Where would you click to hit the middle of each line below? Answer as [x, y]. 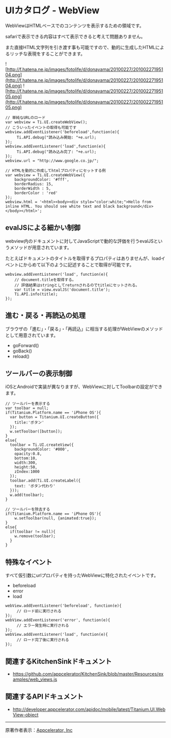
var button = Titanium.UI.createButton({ [54, 417]
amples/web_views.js [35, 679]
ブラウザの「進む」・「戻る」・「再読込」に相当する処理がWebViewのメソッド [84, 329]
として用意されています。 [32, 335]
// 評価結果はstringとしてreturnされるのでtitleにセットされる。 [77, 285]
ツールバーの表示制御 [39, 373]
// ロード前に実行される [39, 611]
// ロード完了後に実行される [43, 640]
